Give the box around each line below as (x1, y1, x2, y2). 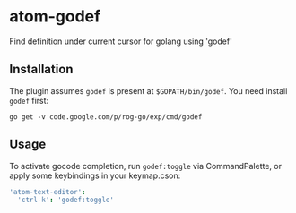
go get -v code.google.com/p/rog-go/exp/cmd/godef (9, 112, 203, 122)
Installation (9, 62, 74, 77)
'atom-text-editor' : (9, 187, 87, 196)
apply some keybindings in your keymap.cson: (9, 170, 181, 181)
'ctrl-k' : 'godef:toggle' (17, 195, 115, 205)
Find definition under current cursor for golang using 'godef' (9, 36, 233, 47)
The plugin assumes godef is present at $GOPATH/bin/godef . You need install (9, 85, 288, 96)
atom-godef (9, 6, 101, 27)
